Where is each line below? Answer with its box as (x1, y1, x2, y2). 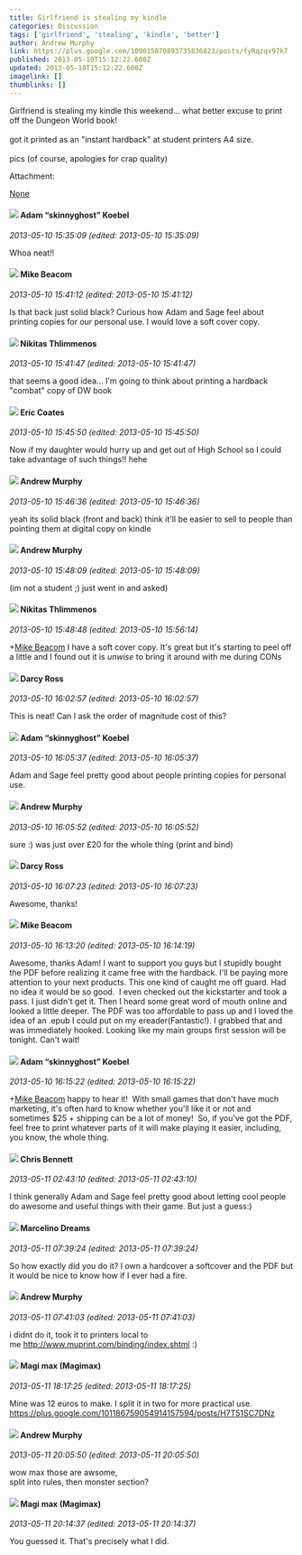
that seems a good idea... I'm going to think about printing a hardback (9, 375, 269, 386)
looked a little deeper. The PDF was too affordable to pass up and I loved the (9, 1005, 294, 1016)
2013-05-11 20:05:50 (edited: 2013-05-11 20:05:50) (9, 1449, 200, 1460)
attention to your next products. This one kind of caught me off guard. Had (9, 977, 287, 988)
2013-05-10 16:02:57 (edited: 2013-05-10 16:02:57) (9, 693, 199, 704)
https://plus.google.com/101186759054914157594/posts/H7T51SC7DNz (9, 1408, 275, 1419)
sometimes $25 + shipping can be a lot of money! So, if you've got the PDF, (9, 1113, 293, 1124)
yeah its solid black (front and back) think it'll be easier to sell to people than (9, 514, 293, 524)
